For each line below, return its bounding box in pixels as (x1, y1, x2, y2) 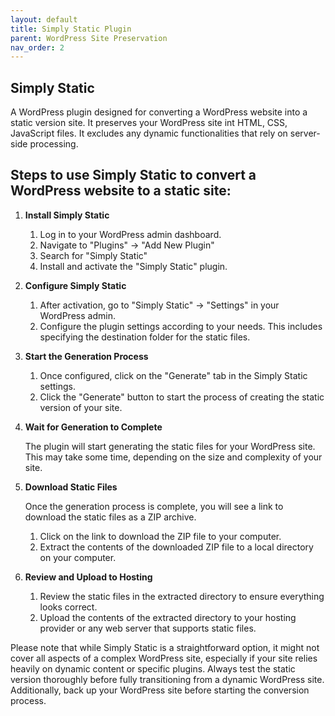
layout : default (10, 14, 78, 25)
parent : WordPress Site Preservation (10, 33, 168, 43)
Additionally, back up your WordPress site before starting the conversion (10, 684, 310, 696)
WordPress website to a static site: (10, 182, 232, 200)
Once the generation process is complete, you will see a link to (24, 500, 284, 512)
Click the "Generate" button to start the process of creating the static (39, 391, 325, 403)
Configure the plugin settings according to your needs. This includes (39, 320, 323, 332)
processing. (29, 138, 79, 150)
